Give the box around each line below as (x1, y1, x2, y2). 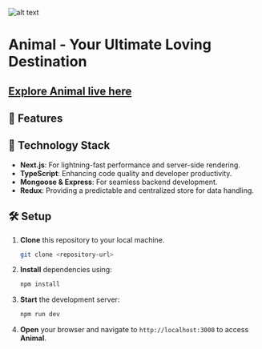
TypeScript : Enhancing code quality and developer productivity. (19, 168, 232, 178)
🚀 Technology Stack (8, 138, 111, 152)
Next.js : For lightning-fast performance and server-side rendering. (19, 160, 240, 170)
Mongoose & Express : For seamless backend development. (19, 177, 218, 187)
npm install (19, 280, 60, 288)
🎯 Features (8, 111, 63, 125)
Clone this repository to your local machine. (19, 235, 165, 244)
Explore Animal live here (8, 84, 132, 98)
